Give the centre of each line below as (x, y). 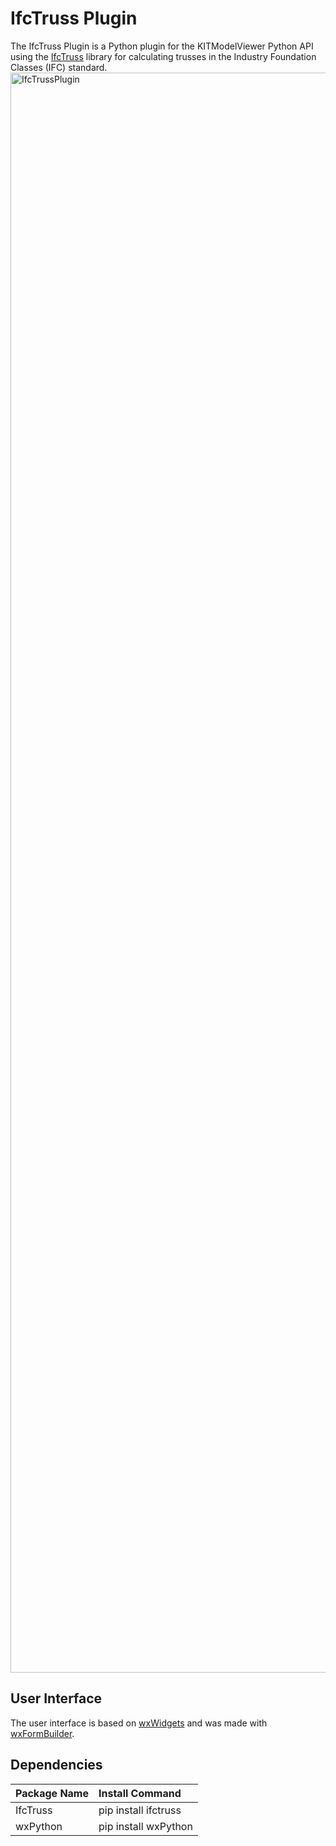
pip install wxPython (145, 1826)
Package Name (52, 1793)
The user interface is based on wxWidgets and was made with (139, 1723)
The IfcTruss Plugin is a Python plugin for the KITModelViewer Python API (162, 46)
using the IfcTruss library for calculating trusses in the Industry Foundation (163, 56)
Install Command (140, 1793)
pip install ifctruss (140, 1810)
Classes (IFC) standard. (59, 67)
